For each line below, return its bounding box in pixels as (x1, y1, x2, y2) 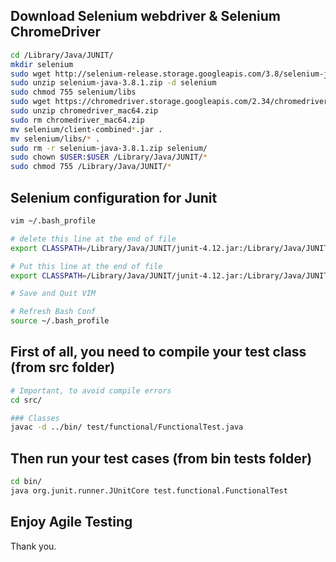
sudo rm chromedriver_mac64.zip (10, 115, 145, 125)
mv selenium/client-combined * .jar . (10, 124, 163, 134)
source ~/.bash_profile (10, 316, 110, 326)
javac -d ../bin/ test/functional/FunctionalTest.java (10, 422, 244, 433)
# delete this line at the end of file (10, 234, 177, 244)
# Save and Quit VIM (10, 289, 97, 299)
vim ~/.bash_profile (10, 216, 97, 226)
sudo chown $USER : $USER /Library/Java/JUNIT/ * (10, 152, 208, 163)
